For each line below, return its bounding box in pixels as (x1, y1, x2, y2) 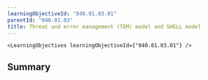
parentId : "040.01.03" (7, 17, 73, 24)
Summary (7, 61, 51, 73)
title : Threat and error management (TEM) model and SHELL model (7, 23, 201, 30)
